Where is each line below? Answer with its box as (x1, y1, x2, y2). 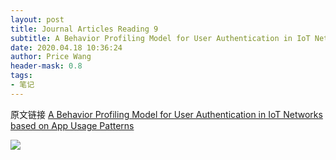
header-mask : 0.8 (10, 61, 83, 71)
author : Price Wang (10, 52, 92, 62)
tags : (10, 71, 33, 81)
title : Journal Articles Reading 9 (10, 24, 159, 34)
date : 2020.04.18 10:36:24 (10, 42, 123, 53)
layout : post (10, 14, 65, 25)
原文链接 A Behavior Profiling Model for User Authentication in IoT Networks (10, 108, 323, 120)
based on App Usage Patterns (10, 119, 135, 131)
